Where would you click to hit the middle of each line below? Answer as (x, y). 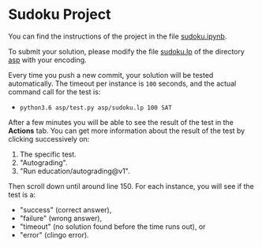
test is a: (22, 194)
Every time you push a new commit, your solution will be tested (111, 75)
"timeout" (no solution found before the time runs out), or (112, 227)
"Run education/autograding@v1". (75, 171)
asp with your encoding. (47, 60)
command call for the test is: (54, 91)
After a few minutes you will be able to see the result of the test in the (121, 122)
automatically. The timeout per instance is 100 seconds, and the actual (122, 83)
